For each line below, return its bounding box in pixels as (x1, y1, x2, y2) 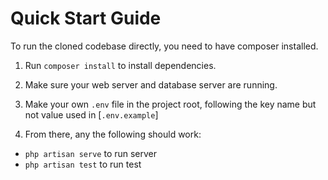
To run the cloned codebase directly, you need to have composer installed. (10, 40, 319, 52)
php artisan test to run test (24, 158, 142, 170)
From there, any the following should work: (24, 128, 202, 140)
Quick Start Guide (10, 7, 162, 30)
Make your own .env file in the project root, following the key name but (24, 98, 317, 110)
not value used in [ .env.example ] (24, 108, 159, 121)
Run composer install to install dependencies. (24, 59, 217, 71)
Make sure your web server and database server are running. (24, 78, 278, 91)
